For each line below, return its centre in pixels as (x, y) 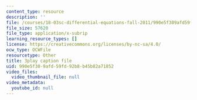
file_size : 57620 (27, 28)
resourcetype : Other (31, 55)
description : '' (26, 17)
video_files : (22, 72)
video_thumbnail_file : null (46, 77)
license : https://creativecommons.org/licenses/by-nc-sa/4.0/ (84, 45)
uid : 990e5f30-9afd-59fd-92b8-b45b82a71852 (60, 66)
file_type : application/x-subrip (47, 34)
